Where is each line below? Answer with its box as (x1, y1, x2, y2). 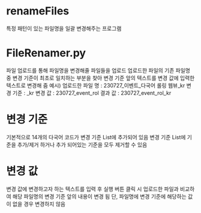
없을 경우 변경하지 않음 (12, 200, 66, 208)
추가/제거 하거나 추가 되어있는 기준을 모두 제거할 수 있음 (17, 141, 148, 148)
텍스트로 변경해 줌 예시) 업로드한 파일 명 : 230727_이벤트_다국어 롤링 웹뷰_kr (6, 82, 185, 89)
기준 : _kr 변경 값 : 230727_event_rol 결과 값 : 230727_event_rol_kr (12, 89, 172, 97)
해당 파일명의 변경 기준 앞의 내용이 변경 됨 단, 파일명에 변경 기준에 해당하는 (12, 193, 187, 200)
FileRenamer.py (6, 46, 86, 60)
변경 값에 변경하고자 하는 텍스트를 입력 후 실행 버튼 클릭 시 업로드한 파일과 (6, 185, 179, 193)
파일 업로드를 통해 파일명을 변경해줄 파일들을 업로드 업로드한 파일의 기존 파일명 (6, 67, 191, 74)
